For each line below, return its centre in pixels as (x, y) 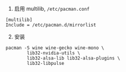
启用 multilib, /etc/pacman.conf (52, 9)
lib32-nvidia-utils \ (54, 53)
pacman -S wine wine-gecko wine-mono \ (55, 48)
